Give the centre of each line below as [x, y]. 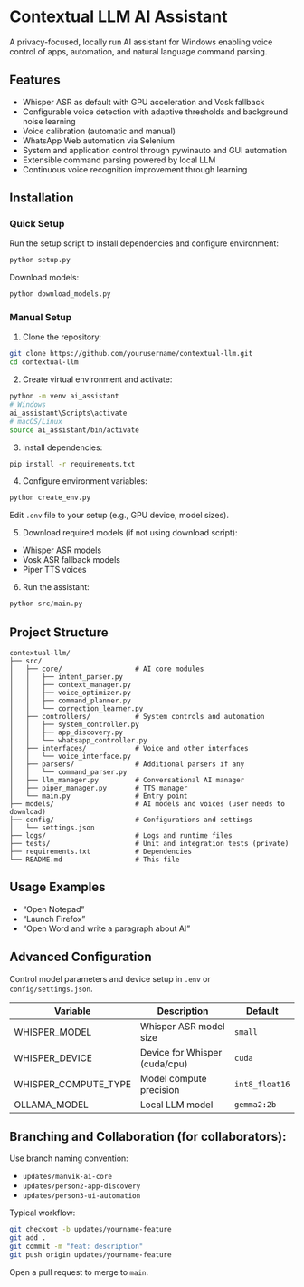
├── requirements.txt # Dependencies [101, 852]
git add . [28, 1238]
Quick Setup [37, 224]
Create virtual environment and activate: [97, 379]
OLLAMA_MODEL [51, 1105]
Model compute [173, 1078]
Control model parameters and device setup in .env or [110, 978]
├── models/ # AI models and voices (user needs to [147, 804]
